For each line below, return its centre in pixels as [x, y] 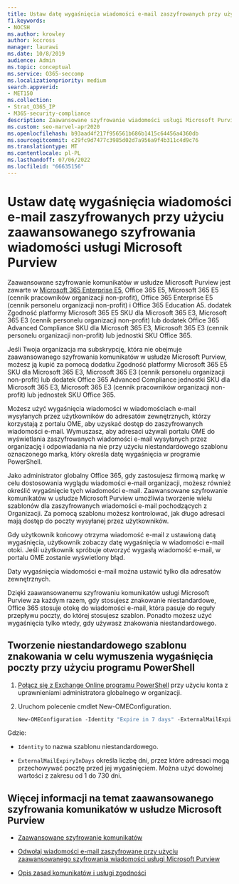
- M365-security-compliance [49, 113]
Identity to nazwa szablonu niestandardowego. [88, 747]
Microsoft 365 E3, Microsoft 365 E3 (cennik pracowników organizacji [108, 387]
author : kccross [31, 41]
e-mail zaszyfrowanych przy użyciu [116, 217]
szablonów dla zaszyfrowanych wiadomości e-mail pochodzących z [107, 505]
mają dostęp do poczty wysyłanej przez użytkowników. [88, 521]
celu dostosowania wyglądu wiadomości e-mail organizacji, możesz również [119, 483]
